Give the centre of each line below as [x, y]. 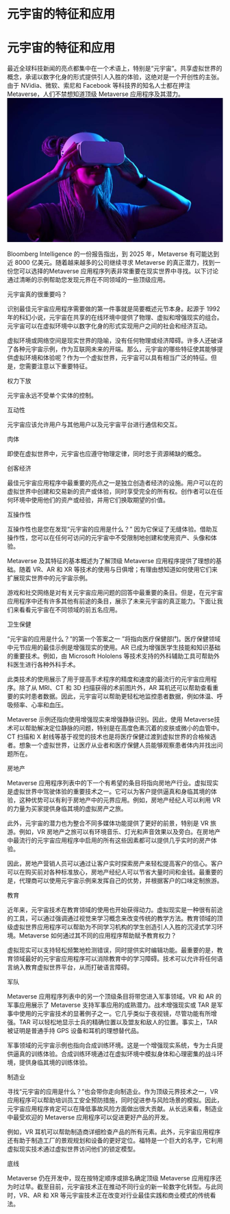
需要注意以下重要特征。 [58, 366]
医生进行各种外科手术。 [46, 665]
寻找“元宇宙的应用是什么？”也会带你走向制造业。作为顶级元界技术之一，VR [113, 1092]
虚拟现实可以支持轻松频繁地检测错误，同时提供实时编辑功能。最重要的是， [112, 950]
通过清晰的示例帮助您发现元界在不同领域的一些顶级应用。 [88, 280]
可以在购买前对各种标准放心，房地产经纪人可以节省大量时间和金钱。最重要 [112, 872]
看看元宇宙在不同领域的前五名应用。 [70, 610]
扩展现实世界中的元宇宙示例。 [49, 578]
